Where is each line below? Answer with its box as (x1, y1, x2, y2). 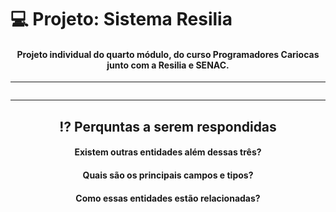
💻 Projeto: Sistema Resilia (10, 8, 233, 31)
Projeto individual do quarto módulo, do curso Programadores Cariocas (16, 48, 320, 60)
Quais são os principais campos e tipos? (82, 169, 254, 181)
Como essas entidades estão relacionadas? (75, 192, 261, 204)
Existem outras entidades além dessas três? (74, 146, 262, 158)
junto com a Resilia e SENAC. (106, 59, 230, 71)
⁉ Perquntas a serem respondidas (59, 118, 277, 135)
